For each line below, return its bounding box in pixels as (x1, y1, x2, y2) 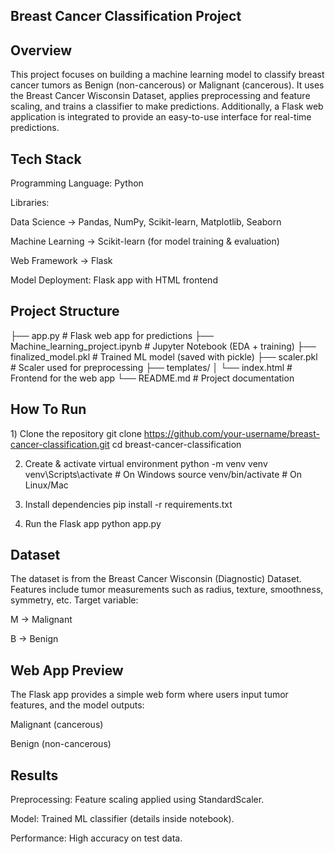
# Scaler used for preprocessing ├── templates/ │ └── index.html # (10, 361, 293, 373)
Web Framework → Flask (10, 255, 113, 267)
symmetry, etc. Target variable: (10, 594, 139, 606)
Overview (10, 42, 73, 59)
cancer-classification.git (10, 438, 110, 450)
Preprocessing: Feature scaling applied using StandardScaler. (10, 794, 265, 806)
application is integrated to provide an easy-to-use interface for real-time (10, 111, 312, 123)
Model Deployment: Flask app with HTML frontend (10, 274, 218, 286)
